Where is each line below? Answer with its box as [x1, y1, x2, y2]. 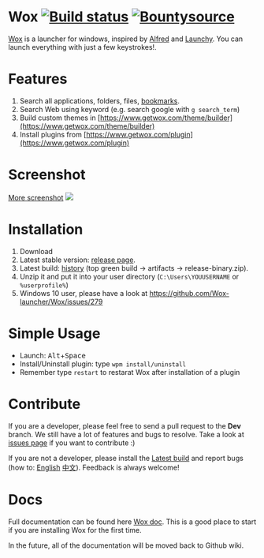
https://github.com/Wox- [149, 288, 230, 298]
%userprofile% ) [19, 280, 69, 290]
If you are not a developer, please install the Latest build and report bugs [8, 453, 244, 463]
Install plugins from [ [19, 129, 87, 139]
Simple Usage [8, 324, 101, 343]
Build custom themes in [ [19, 113, 101, 122]
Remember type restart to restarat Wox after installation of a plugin [19, 367, 240, 376]
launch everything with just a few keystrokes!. [8, 42, 157, 51]
